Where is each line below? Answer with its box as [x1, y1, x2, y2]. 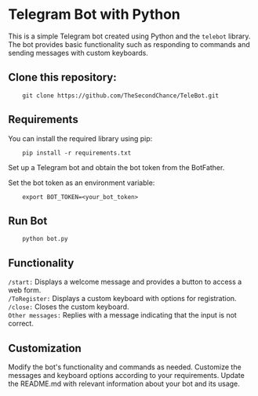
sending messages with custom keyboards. [8, 48, 149, 57]
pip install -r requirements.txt [22, 149, 132, 157]
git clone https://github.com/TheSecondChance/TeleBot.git [22, 92, 220, 100]
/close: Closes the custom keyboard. [8, 302, 129, 311]
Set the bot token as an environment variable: [8, 178, 155, 187]
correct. [8, 319, 34, 329]
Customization [8, 341, 82, 354]
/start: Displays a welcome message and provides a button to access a [8, 277, 242, 287]
